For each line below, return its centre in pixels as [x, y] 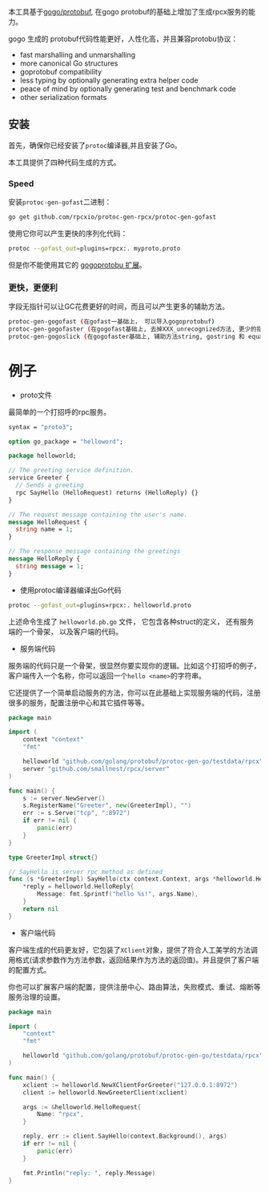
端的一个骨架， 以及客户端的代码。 [65, 632]
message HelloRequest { [48, 522]
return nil [41, 909]
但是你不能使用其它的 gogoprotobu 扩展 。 [77, 265]
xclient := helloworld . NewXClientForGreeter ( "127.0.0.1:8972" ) [130, 1085]
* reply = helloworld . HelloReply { [78, 887]
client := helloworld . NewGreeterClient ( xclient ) [105, 1092]
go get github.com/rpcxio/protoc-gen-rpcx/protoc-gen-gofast [112, 217]
